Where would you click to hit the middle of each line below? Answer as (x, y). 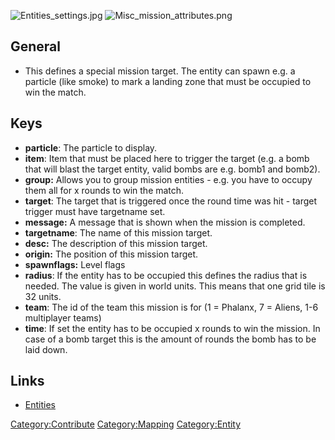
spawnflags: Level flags (75, 264)
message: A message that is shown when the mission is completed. (165, 222)
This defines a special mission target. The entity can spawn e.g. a (160, 71)
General (36, 46)
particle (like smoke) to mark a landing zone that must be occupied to (168, 81)
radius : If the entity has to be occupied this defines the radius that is (166, 275)
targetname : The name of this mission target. (118, 232)
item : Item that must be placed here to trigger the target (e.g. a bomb (167, 158)
